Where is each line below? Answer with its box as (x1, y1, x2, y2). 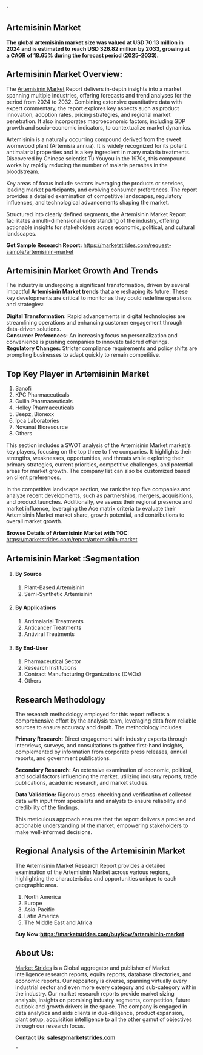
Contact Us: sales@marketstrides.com (15, 1034, 116, 1041)
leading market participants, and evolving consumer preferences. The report (6, 186, 198, 193)
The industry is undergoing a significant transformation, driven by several (6, 282, 190, 289)
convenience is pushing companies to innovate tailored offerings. (6, 339, 170, 346)
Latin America (24, 912, 59, 919)
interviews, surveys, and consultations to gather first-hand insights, (15, 742, 184, 749)
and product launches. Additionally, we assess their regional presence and (6, 498, 193, 506)
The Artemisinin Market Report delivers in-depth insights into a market (6, 85, 182, 93)
